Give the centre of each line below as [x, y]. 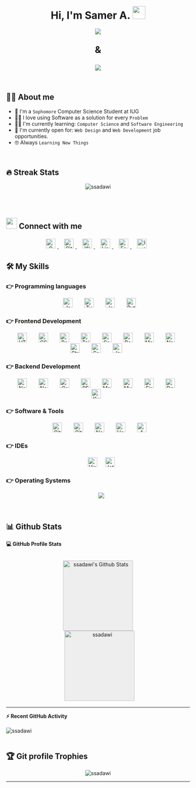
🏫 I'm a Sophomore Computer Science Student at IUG [77, 111]
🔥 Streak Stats [33, 173]
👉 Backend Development [43, 367]
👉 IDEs [17, 446]
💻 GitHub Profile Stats [34, 544]
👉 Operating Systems [38, 481]
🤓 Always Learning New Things [52, 142]
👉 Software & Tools [35, 411]
